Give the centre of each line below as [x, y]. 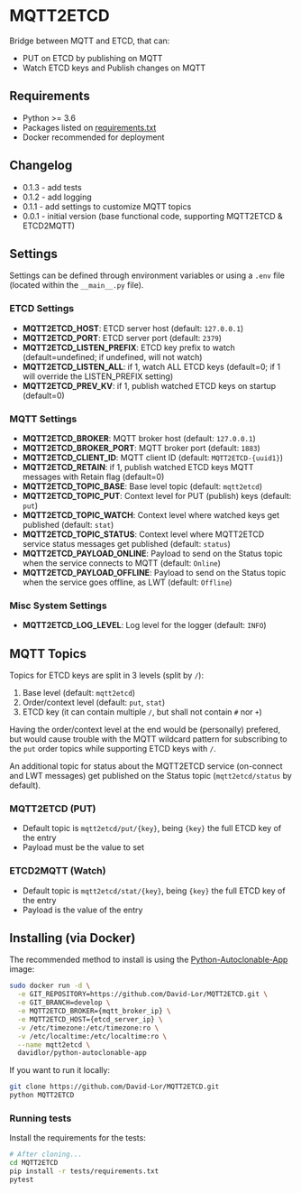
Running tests [41, 1118]
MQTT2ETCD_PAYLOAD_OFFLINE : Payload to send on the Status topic [154, 572]
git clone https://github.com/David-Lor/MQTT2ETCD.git [114, 1087]
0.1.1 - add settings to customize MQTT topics [107, 206]
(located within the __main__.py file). [77, 285]
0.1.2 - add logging [57, 197]
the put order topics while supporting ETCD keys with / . [113, 749]
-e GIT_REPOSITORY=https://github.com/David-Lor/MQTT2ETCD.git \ [143, 994]
